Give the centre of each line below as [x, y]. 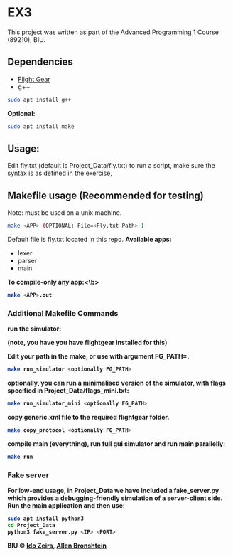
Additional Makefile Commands [63, 313]
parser [27, 261]
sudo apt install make [41, 126]
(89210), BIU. [27, 39]
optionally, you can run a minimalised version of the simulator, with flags [116, 383]
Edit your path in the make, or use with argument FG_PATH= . [98, 356]
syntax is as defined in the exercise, [60, 173]
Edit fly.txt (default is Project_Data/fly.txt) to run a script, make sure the [111, 166]
